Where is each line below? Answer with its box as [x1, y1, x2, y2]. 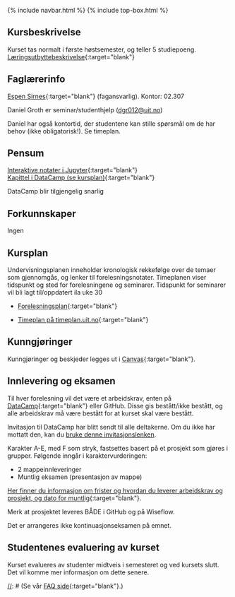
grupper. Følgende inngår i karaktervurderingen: [7, 451, 147, 460]
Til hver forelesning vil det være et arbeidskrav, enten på [7, 394, 171, 402]
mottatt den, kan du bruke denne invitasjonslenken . [7, 430, 157, 439]
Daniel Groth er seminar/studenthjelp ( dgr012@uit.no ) [7, 105, 163, 114]
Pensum [7, 148, 44, 160]
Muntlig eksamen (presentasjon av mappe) [17, 473, 143, 481]
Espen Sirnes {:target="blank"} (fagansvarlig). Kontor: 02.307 [7, 92, 185, 100]
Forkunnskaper [7, 208, 76, 220]
